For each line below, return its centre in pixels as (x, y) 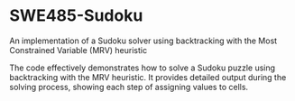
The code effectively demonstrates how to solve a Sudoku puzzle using (143, 68)
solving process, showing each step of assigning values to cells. (129, 87)
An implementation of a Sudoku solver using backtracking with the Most (143, 41)
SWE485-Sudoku (76, 16)
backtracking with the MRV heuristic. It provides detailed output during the (148, 77)
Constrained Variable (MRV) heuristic (78, 50)
